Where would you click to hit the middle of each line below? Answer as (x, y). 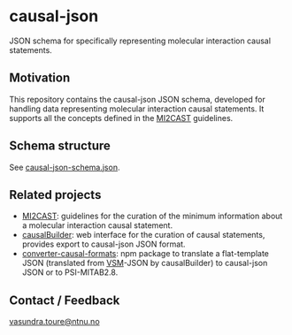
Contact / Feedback (65, 300)
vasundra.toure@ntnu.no (54, 322)
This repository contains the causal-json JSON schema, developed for (137, 99)
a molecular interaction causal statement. (97, 225)
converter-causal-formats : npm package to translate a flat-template (146, 254)
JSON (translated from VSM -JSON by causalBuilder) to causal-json (145, 263)
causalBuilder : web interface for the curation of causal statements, (143, 235)
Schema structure (60, 146)
